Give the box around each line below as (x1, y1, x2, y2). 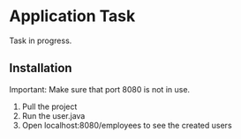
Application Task (9, 6, 136, 26)
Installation (9, 61, 72, 76)
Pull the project (21, 101, 78, 112)
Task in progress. (9, 35, 72, 46)
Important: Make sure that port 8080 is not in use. (9, 84, 191, 94)
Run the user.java (21, 110, 86, 121)
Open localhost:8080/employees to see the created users (21, 120, 232, 130)
